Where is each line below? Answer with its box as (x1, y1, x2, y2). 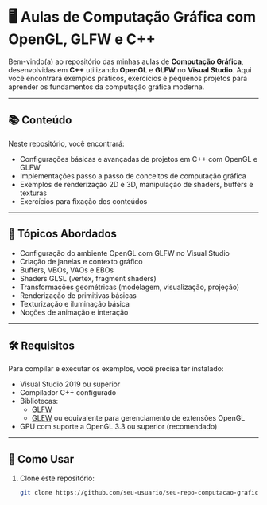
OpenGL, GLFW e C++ (8, 30, 157, 49)
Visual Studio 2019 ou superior (19, 379, 121, 389)
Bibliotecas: (19, 397, 59, 406)
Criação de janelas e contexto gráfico (19, 256, 143, 266)
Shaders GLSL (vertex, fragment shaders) (19, 273, 157, 283)
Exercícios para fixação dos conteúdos (19, 196, 148, 206)
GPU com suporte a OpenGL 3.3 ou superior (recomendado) (19, 421, 218, 432)
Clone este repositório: (19, 473, 95, 483)
